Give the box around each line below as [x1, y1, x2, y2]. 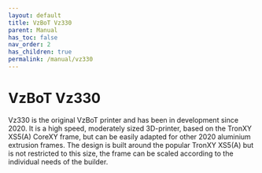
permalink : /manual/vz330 [8, 56, 93, 64]
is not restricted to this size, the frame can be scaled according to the [8, 149, 234, 158]
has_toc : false [8, 33, 58, 42]
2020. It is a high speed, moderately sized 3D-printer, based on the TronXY [8, 123, 253, 133]
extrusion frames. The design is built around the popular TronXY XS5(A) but [8, 140, 254, 149]
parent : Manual [8, 26, 58, 34]
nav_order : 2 [8, 41, 51, 49]
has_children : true [8, 48, 72, 56]
